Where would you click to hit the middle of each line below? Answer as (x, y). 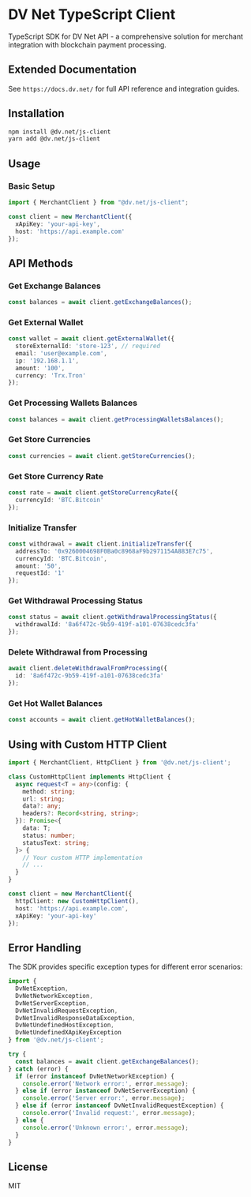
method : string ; (49, 791)
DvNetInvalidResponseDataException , (75, 1018)
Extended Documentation (72, 70)
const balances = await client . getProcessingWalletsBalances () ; (116, 419)
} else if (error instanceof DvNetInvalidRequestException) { (120, 1106)
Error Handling (45, 948)
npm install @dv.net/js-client (60, 132)
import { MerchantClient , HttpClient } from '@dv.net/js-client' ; (120, 763)
